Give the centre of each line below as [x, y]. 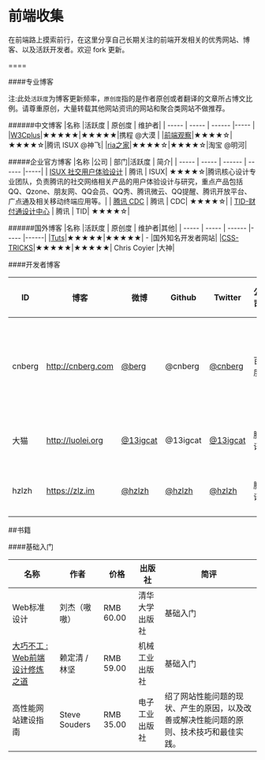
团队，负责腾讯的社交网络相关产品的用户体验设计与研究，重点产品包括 [129, 181]
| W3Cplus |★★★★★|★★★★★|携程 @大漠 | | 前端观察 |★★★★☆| [120, 134]
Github [184, 297]
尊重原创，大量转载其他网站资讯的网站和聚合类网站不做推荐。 [129, 108]
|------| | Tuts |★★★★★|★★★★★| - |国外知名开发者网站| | [122, 237]
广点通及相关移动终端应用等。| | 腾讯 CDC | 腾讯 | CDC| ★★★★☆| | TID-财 [132, 201]
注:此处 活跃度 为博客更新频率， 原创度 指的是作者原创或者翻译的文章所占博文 [127, 98]
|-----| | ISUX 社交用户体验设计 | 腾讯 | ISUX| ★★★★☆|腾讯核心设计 [136, 172]
